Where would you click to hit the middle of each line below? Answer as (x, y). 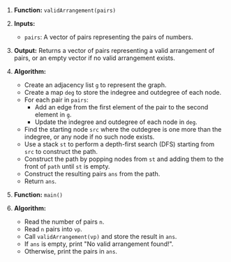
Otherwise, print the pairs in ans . (70, 251)
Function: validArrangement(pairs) (65, 10)
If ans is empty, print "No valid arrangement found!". (99, 244)
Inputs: (24, 23)
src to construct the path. (61, 152)
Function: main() (38, 195)
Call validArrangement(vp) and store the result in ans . (100, 237)
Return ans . (40, 181)
